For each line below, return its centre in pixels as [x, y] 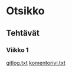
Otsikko [25, 11]
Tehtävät [23, 33]
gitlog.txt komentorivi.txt [36, 62]
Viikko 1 [17, 50]
